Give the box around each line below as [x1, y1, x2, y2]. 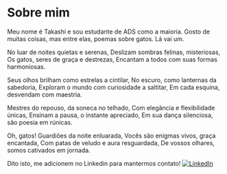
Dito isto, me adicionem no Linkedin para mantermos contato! [7, 159, 181, 167]
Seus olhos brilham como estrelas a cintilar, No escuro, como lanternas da [7, 75, 217, 84]
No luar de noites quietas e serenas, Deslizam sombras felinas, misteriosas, [7, 48, 221, 56]
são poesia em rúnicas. [7, 118, 73, 126]
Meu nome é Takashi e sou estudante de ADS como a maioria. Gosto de [7, 27, 211, 36]
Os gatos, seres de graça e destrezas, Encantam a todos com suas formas [7, 55, 218, 63]
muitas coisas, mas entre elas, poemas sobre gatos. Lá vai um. [7, 34, 184, 42]
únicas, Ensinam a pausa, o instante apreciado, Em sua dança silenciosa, [7, 111, 213, 119]
